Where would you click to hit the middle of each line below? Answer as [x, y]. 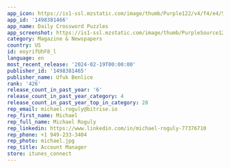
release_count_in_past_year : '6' [55, 90]
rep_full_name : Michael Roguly [52, 122]
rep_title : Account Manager [47, 147]
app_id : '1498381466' [38, 20]
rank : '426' [24, 84]
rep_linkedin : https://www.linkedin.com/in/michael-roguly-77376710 [107, 128]
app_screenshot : [30, 33]
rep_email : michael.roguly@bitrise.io [62, 109]
